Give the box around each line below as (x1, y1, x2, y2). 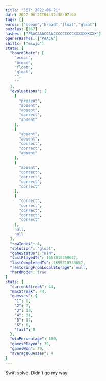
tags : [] (5, 17, 24, 22)
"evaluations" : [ (10, 88, 47, 94)
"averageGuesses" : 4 (10, 351, 54, 356)
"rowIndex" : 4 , (10, 241, 42, 246)
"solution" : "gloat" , (10, 246, 56, 251)
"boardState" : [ (10, 50, 44, 55)
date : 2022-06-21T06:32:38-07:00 (5, 12, 76, 17)
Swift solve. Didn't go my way (5, 370, 68, 376)
